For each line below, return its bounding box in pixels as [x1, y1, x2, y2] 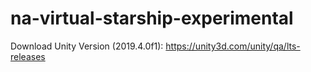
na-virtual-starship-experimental [10, 7, 294, 30]
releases [10, 50, 46, 62]
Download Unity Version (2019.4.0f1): [10, 40, 164, 52]
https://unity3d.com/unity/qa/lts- [165, 40, 301, 52]
